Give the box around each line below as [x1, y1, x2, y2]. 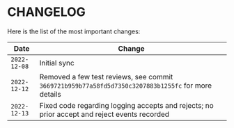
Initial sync [39, 58, 75, 67]
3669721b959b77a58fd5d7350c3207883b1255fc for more [39, 81, 212, 90]
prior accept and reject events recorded [39, 109, 169, 119]
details [39, 89, 61, 99]
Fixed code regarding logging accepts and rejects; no [39, 100, 214, 110]
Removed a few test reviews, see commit [39, 72, 173, 81]
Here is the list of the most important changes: [7, 27, 141, 35]
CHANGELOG [7, 4, 86, 20]
